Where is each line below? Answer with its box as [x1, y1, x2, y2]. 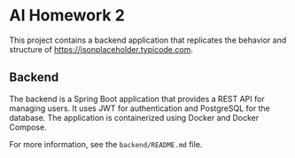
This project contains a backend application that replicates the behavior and [9, 35, 287, 45]
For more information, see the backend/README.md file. [9, 138, 203, 149]
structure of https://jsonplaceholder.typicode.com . [9, 43, 193, 54]
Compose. [9, 122, 47, 132]
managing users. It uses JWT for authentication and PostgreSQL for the [9, 103, 270, 114]
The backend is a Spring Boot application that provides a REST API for [9, 93, 265, 104]
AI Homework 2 [9, 5, 126, 26]
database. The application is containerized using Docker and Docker [9, 112, 260, 122]
